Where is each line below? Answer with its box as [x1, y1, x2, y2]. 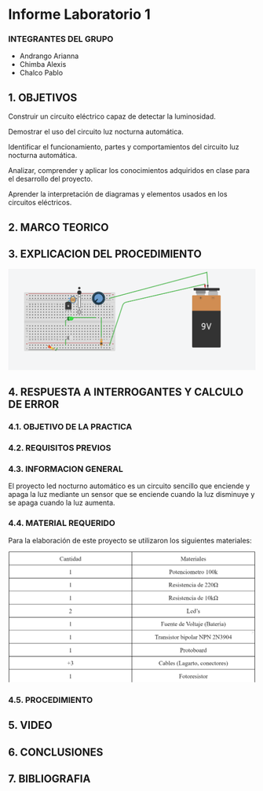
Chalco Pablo [19, 68, 64, 78]
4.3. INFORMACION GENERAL [8, 463, 123, 474]
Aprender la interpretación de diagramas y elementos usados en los [8, 189, 228, 199]
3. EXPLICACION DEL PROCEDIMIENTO [8, 248, 202, 261]
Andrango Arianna [19, 51, 79, 61]
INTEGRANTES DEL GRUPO [8, 34, 114, 45]
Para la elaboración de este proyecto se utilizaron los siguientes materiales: [8, 535, 253, 545]
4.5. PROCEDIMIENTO [8, 694, 93, 705]
